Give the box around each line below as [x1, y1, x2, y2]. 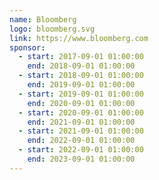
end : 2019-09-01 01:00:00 [27, 80, 136, 90]
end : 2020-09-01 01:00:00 [27, 98, 136, 108]
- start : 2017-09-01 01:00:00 [18, 52, 144, 62]
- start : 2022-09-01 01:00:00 [18, 145, 144, 155]
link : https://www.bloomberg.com [9, 33, 149, 43]
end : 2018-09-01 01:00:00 [27, 61, 136, 71]
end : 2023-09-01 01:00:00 [27, 154, 136, 164]
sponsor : [9, 42, 46, 53]
